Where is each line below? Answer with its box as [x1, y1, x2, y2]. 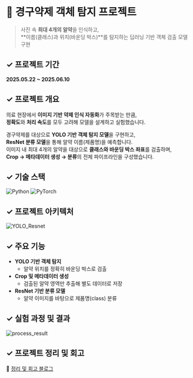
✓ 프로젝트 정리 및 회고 [6, 349, 85, 359]
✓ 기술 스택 [6, 172, 45, 182]
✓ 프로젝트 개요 [6, 94, 60, 104]
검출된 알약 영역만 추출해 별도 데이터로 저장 [23, 280, 122, 287]
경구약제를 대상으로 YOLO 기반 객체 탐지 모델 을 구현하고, [6, 131, 136, 138]
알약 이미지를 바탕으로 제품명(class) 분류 [23, 295, 117, 301]
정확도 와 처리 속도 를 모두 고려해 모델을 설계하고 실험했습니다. [6, 119, 146, 126]
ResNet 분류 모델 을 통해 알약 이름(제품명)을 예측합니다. [6, 138, 133, 145]
